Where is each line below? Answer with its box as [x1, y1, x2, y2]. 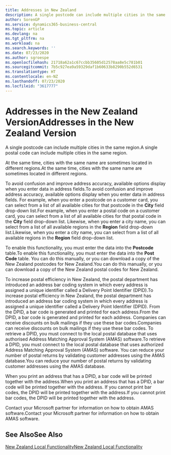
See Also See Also [5, 430, 63, 439]
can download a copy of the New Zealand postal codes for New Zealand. [5, 266, 159, 272]
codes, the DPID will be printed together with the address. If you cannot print [5, 389, 166, 395]
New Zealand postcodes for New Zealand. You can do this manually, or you [5, 261, 162, 267]
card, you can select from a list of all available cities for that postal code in [5, 213, 162, 219]
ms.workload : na [5, 41, 40, 46]
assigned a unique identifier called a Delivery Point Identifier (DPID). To [5, 287, 154, 293]
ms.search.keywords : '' [5, 45, 56, 51]
